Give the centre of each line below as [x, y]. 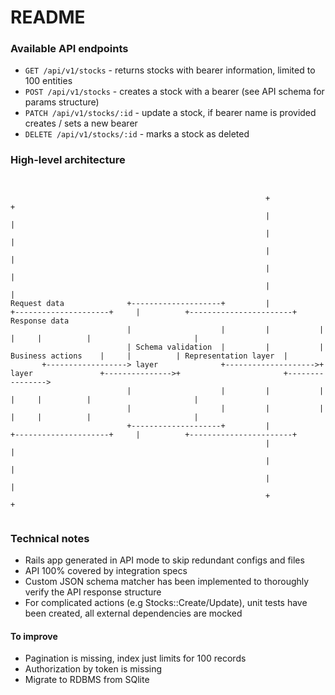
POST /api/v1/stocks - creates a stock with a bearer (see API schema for [174, 92]
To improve [34, 636]
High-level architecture [68, 160]
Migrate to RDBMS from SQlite [87, 680]
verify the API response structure [93, 592]
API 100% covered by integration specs [106, 571]
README [48, 17]
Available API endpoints [69, 49]
